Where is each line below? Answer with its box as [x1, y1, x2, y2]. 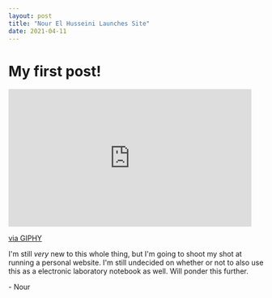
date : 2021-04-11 [8, 27, 67, 35]
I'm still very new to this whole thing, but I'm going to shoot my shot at [8, 249, 243, 259]
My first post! [8, 62, 102, 80]
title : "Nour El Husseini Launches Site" [8, 19, 151, 28]
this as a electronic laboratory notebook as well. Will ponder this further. [8, 266, 249, 276]
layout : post [8, 11, 53, 20]
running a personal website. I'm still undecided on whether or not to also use [8, 257, 264, 268]
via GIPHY [8, 233, 43, 244]
